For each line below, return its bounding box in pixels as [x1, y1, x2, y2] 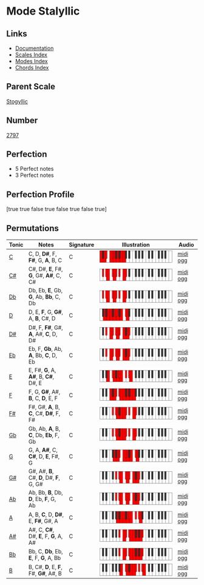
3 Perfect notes [15, 171, 55, 179]
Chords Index [15, 64, 49, 71]
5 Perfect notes [15, 165, 54, 173]
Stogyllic [6, 97, 29, 105]
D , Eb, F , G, [28, 496, 56, 503]
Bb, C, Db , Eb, [28, 547, 63, 555]
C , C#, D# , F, [28, 410, 61, 417]
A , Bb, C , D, [28, 351, 58, 359]
